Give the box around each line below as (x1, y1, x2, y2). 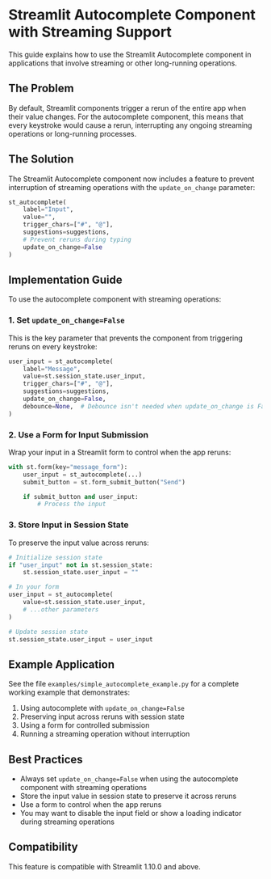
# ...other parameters (23, 605, 99, 614)
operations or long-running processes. (8, 129, 137, 138)
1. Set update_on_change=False (8, 315, 125, 326)
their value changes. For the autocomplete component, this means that (8, 112, 244, 121)
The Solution (8, 152, 74, 167)
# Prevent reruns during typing (23, 235, 131, 243)
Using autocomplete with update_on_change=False (19, 704, 186, 713)
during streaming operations (19, 817, 115, 826)
